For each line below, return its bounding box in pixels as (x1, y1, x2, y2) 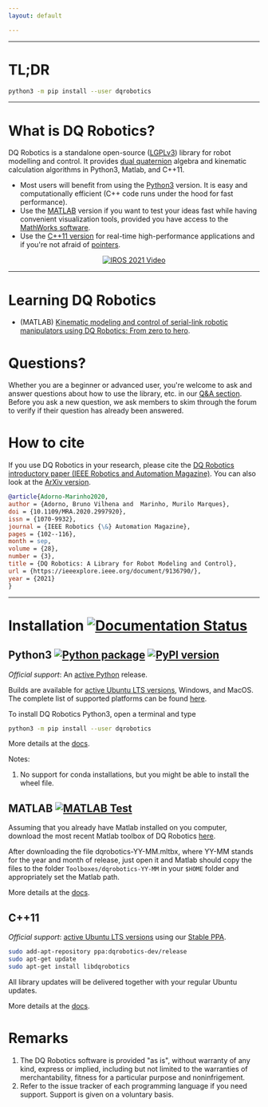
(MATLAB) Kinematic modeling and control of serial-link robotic (19, 318, 229, 327)
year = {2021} (8, 574, 56, 582)
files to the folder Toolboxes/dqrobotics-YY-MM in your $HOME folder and (8, 864, 239, 873)
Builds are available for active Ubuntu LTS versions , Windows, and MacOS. (8, 685, 254, 694)
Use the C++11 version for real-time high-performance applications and (19, 231, 255, 241)
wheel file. (19, 778, 54, 788)
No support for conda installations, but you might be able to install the (19, 769, 250, 780)
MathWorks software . (19, 223, 91, 233)
